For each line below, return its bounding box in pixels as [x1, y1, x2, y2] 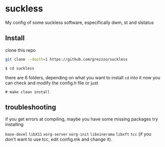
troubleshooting [5, 103, 56, 112]
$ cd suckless [5, 66, 35, 71]
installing [5, 122, 24, 128]
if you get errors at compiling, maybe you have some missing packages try [5, 116, 158, 122]
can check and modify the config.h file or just [5, 80, 98, 86]
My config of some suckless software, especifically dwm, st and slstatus [5, 19, 154, 25]
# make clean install [5, 89, 50, 95]
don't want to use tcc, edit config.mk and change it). [5, 137, 113, 143]
